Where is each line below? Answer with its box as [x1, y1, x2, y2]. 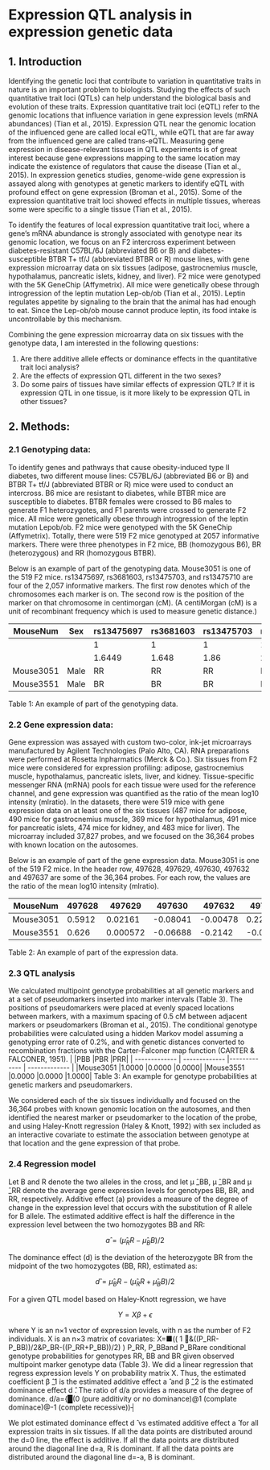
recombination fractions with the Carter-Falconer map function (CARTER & [8, 1046, 256, 1055]
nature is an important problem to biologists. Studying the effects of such [8, 85, 251, 94]
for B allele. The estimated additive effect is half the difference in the [8, 1211, 235, 1220]
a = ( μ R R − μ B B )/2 [105, 1235, 165, 1247]
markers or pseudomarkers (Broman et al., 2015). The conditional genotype [8, 1020, 258, 1030]
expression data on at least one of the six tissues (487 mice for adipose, [8, 805, 247, 815]
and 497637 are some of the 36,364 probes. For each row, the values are [8, 872, 251, 882]
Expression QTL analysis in [8, 6, 193, 24]
